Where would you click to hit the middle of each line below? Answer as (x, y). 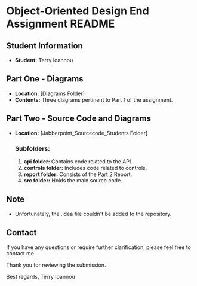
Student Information (45, 46)
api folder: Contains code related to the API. (78, 161)
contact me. (21, 253)
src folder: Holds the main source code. (73, 180)
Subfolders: (32, 148)
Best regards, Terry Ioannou (41, 276)
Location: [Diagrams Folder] (50, 93)
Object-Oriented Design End (78, 11)
